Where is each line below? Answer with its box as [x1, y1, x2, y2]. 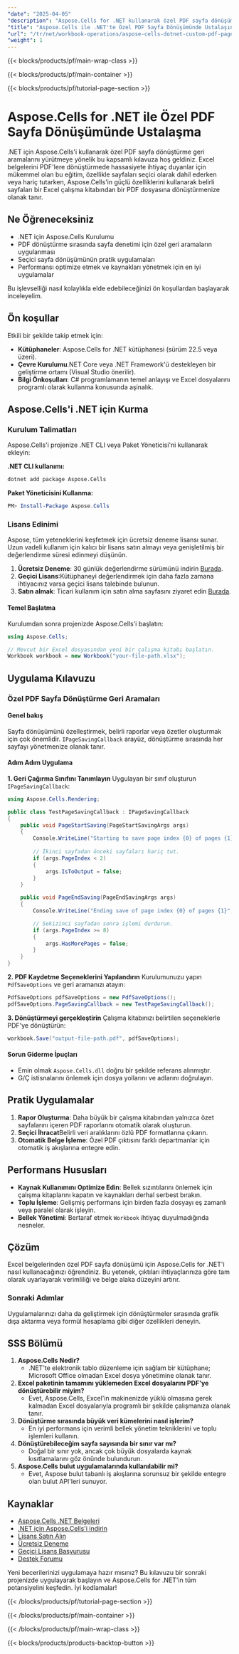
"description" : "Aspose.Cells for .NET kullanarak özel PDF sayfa [7, 17, 208, 24]
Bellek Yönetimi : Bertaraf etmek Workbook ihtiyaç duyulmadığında [17, 1213, 209, 1221]
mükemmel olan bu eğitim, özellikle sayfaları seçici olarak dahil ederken [7, 170, 217, 179]
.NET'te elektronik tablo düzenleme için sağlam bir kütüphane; [28, 1364, 211, 1372]
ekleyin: [7, 448, 31, 457]
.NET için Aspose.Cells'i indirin [17, 1524, 108, 1533]
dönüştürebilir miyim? [17, 1386, 85, 1395]
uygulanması [17, 247, 55, 256]
